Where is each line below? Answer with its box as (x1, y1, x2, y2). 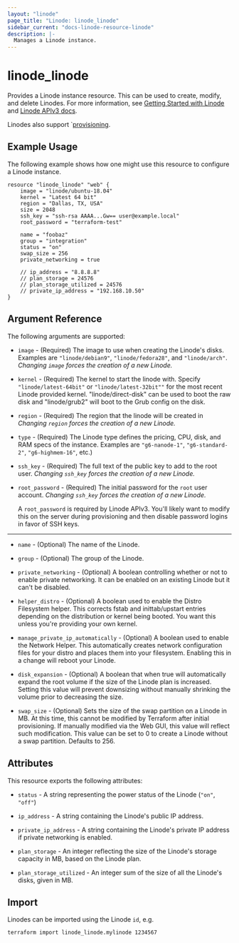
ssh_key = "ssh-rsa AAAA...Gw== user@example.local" (20, 212, 180, 220)
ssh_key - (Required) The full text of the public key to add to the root (17, 462, 218, 470)
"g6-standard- (186, 442, 228, 449)
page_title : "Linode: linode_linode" (7, 17, 119, 24)
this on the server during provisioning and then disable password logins (17, 511, 228, 521)
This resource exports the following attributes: (7, 776, 143, 785)
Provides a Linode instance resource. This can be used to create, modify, (7, 91, 222, 100)
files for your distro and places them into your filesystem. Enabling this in (17, 648, 232, 657)
